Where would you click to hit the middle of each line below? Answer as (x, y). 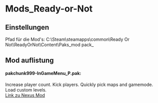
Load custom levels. (26, 90)
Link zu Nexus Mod (25, 95)
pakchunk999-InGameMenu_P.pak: (43, 73)
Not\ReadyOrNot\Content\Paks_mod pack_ (49, 45)
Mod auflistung (30, 61)
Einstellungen (27, 27)
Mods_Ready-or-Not (49, 9)
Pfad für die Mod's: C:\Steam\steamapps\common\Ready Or (67, 39)
